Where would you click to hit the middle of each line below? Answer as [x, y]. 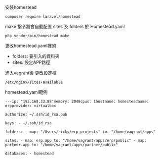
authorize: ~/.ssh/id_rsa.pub [36, 114]
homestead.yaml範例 [26, 92]
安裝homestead [21, 7]
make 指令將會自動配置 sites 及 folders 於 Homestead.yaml [65, 27]
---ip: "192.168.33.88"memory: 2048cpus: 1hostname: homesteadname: [77, 102]
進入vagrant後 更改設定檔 [31, 73]
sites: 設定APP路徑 [31, 62]
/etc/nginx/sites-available [34, 82]
